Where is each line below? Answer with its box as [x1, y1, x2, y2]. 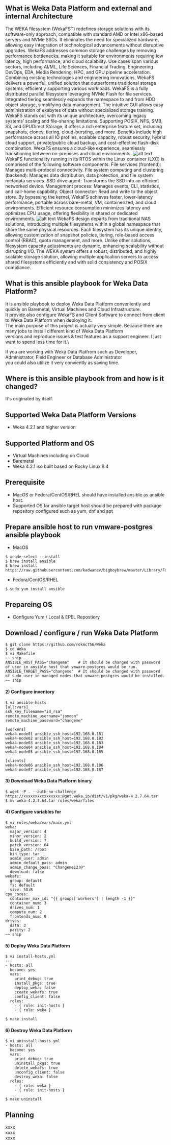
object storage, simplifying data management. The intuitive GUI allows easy [5, 102, 164, 108]
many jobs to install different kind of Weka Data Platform [5, 328, 124, 334]
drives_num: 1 [10, 905, 40, 910]
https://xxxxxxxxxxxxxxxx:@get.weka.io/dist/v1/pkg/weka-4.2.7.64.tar [5, 794, 158, 799]
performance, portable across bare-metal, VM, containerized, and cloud [5, 199, 157, 205]
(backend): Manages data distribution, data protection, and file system [5, 172, 153, 178]
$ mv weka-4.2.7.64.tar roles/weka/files [5, 798, 95, 803]
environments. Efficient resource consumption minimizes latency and [5, 204, 150, 211]
